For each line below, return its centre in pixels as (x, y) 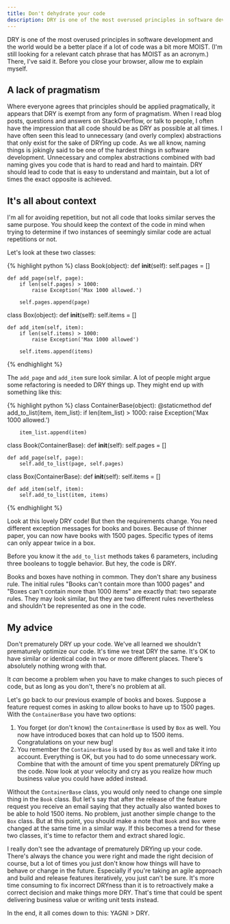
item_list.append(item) (53, 433)
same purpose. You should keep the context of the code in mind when (106, 225)
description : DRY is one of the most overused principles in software (110, 20)
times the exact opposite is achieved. (60, 180)
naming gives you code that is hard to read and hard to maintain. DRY (105, 165)
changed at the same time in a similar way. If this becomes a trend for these (114, 828)
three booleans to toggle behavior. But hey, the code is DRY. (92, 563)
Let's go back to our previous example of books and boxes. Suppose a (107, 699)
